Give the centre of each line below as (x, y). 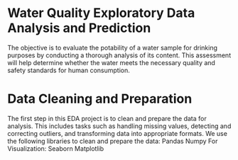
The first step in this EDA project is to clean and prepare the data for (107, 118)
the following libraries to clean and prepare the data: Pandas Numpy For (113, 141)
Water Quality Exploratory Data (101, 13)
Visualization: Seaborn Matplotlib (56, 148)
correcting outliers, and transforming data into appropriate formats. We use (117, 133)
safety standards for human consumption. (69, 70)
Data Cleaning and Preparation (100, 99)
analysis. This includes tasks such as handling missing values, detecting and (119, 126)
